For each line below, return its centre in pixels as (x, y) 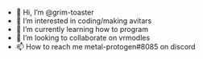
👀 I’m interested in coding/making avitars (84, 21)
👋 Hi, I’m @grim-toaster (55, 12)
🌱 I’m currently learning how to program (82, 29)
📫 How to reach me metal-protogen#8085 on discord (106, 47)
